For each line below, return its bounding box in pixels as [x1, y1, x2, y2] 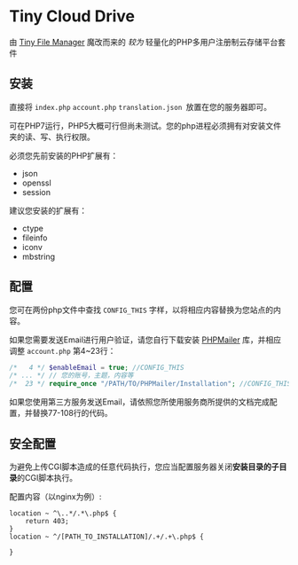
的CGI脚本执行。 [17, 473, 78, 483]
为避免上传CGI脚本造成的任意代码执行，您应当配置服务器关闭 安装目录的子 [9, 461, 279, 472]
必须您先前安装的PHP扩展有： [9, 150, 119, 161]
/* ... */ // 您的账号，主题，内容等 [9, 371, 134, 381]
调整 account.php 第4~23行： [9, 345, 116, 356]
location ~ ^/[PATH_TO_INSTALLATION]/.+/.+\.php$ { [9, 532, 204, 541]
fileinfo [21, 232, 48, 243]
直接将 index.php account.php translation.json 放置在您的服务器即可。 [9, 101, 272, 112]
